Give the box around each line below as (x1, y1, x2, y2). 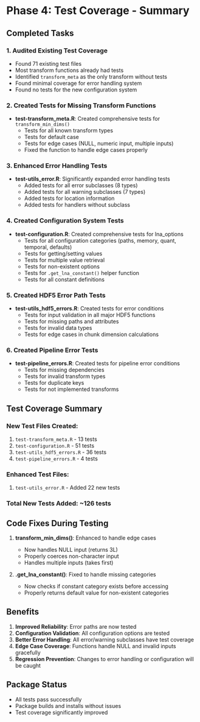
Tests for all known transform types (24, 127, 114, 134)
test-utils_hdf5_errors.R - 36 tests (15, 449, 107, 456)
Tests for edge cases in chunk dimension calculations (24, 331, 159, 338)
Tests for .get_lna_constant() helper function (24, 269, 140, 276)
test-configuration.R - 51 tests (15, 442, 95, 449)
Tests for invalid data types (24, 324, 92, 332)
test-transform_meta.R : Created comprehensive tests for (15, 115, 160, 123)
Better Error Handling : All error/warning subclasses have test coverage (15, 635, 195, 643)
